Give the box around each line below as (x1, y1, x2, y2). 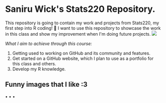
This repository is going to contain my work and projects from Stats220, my (5, 20, 160, 26)
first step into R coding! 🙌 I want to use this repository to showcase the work (5, 25, 161, 31)
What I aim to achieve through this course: (5, 41, 92, 47)
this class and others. (12, 60, 56, 66)
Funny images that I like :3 (5, 80, 88, 89)
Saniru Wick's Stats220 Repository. (5, 3, 156, 15)
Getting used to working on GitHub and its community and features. (12, 50, 151, 56)
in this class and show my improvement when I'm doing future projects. (5, 31, 151, 37)
